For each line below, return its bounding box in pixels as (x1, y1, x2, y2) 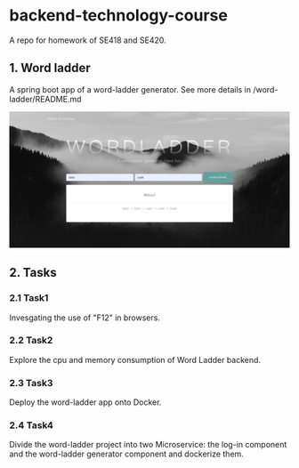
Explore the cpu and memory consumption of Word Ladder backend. (9, 354, 261, 365)
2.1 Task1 (9, 292, 49, 304)
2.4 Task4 (9, 419, 53, 432)
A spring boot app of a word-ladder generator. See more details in (9, 84, 252, 94)
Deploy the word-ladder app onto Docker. (9, 397, 162, 407)
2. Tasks (9, 265, 57, 280)
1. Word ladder (9, 61, 91, 76)
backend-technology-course (9, 5, 229, 26)
